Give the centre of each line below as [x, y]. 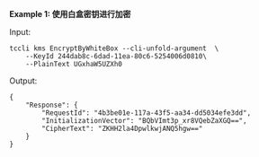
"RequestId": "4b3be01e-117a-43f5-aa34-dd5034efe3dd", [147, 113]
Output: [23, 81]
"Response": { [52, 105]
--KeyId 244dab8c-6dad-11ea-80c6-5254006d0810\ [116, 57]
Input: [20, 32]
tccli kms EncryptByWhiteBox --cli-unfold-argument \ [114, 48]
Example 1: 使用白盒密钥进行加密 [70, 14]
